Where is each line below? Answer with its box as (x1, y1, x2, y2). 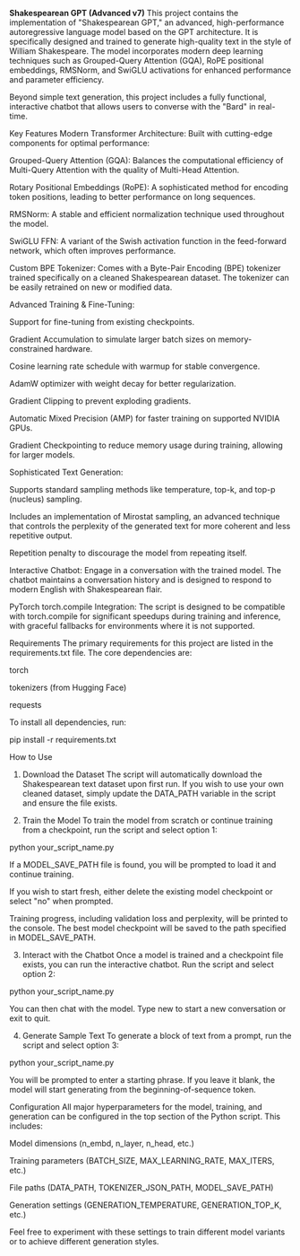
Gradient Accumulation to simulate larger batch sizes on (9, 334, 217, 345)
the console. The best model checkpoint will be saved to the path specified (9, 923, 287, 933)
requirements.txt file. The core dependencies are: (9, 648, 193, 658)
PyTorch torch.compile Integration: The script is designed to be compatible (9, 601, 286, 612)
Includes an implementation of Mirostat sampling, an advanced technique (9, 511, 280, 521)
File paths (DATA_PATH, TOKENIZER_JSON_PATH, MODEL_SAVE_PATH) (9, 1182, 274, 1192)
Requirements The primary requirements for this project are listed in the (9, 638, 274, 649)
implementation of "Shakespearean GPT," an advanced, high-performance (9, 17, 285, 28)
